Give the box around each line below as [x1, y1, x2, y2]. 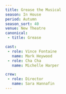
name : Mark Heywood [11, 53, 52, 58]
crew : [5, 72, 16, 77]
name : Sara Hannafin [11, 81, 55, 86]
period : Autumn [5, 16, 37, 21]
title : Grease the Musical [5, 7, 61, 12]
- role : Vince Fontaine [7, 48, 57, 54]
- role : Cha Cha [7, 58, 41, 63]
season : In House [5, 12, 41, 17]
